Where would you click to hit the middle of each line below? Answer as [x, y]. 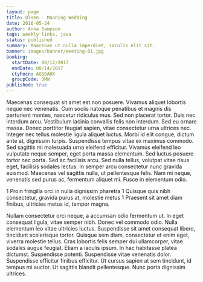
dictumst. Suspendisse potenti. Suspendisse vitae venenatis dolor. [89, 254]
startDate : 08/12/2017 [40, 62]
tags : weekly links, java [39, 34]
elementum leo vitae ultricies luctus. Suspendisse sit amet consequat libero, [101, 228]
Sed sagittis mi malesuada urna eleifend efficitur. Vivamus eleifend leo [94, 147]
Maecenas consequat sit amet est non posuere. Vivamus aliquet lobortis [96, 102]
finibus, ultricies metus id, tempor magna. [58, 204]
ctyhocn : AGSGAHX [34, 74]
